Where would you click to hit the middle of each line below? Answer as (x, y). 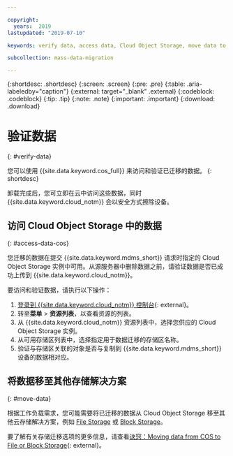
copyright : (23, 20)
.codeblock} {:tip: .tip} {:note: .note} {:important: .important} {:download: (111, 99)
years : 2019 (32, 26)
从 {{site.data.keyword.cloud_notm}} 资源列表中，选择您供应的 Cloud (116, 322)
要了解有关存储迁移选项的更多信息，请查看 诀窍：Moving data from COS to (114, 436)
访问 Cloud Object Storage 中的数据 (85, 226)
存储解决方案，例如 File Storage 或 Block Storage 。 (93, 421)
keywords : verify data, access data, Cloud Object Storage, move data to (117, 45)
